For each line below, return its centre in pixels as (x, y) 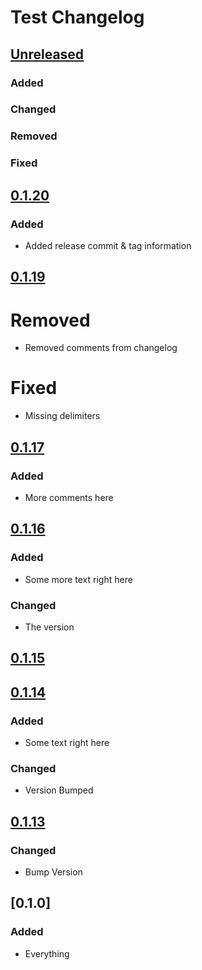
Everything (47, 953)
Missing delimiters (62, 416)
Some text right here (67, 742)
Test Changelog (77, 17)
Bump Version (53, 872)
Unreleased (47, 54)
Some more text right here (78, 579)
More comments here (69, 497)
